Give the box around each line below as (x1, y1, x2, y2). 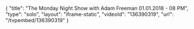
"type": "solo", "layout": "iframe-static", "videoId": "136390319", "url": (5, 11, 174, 18)
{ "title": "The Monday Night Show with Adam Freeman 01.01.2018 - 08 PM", (5, 5, 189, 11)
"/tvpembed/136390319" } (5, 17, 69, 23)
